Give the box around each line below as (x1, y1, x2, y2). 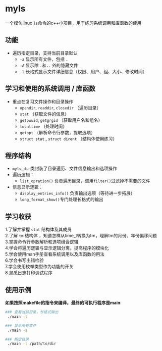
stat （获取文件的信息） (19, 111, 69, 117)
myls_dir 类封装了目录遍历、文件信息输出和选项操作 (12, 165, 117, 171)
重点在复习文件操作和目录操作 (12, 99, 73, 104)
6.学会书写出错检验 (5, 257, 44, 263)
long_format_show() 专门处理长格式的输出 (19, 197, 104, 202)
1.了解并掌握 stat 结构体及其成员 (5, 226, 72, 233)
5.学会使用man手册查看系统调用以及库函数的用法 (5, 251, 105, 257)
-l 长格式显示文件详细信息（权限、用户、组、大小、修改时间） (19, 68, 147, 74)
